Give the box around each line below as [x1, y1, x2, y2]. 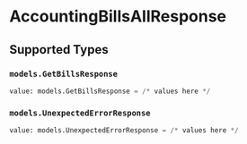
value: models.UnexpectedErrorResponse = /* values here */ [9, 126, 240, 135]
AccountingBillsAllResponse [9, 6, 227, 27]
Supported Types [9, 42, 110, 57]
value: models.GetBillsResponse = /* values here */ [9, 87, 211, 96]
